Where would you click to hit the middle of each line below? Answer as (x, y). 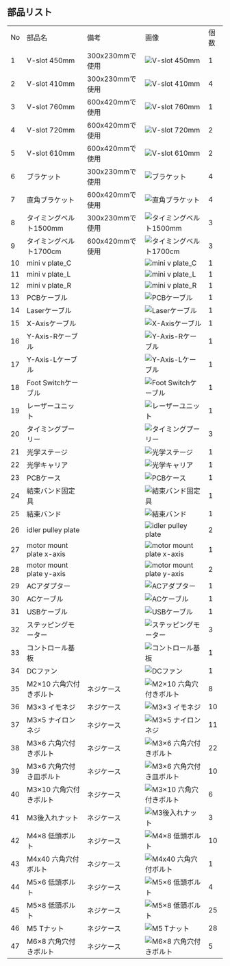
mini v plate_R (49, 285)
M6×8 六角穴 (48, 941)
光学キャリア (47, 465)
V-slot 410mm (51, 83)
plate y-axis (46, 573)
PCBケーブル (47, 297)
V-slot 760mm (51, 106)
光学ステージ (47, 452)
